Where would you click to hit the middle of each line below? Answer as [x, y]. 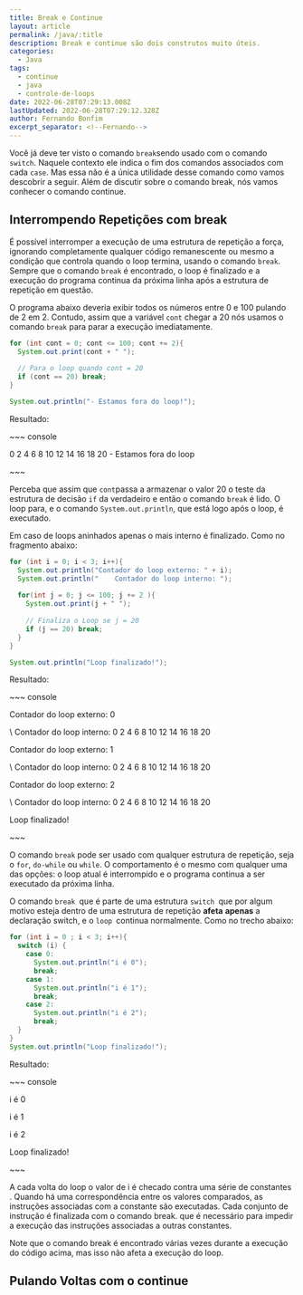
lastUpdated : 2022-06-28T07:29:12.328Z [85, 110]
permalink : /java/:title [56, 34]
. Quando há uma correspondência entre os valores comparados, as [137, 1196]
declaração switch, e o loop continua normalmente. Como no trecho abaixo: [151, 921]
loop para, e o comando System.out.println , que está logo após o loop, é [147, 508]
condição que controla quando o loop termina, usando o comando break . [145, 261]
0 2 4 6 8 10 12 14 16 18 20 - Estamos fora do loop [102, 454]
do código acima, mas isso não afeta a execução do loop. [117, 1252]
